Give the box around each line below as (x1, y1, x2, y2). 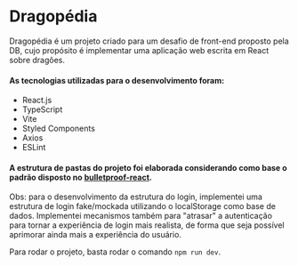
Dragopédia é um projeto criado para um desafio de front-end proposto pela (9, 36, 289, 46)
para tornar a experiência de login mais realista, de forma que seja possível (9, 220, 285, 230)
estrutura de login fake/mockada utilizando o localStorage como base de (9, 201, 276, 212)
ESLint (21, 142, 46, 153)
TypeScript (21, 104, 63, 115)
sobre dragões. (9, 54, 65, 65)
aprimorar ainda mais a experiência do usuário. (9, 230, 182, 240)
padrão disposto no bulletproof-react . (9, 172, 153, 182)
